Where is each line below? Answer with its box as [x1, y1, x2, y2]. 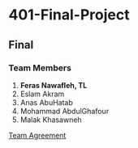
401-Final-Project [8, 6, 130, 24]
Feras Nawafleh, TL [19, 80, 88, 90]
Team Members [8, 62, 71, 74]
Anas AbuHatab [19, 97, 73, 107]
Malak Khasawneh [19, 115, 83, 125]
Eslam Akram [19, 89, 65, 99]
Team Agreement [8, 130, 67, 140]
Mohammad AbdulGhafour [19, 106, 110, 116]
